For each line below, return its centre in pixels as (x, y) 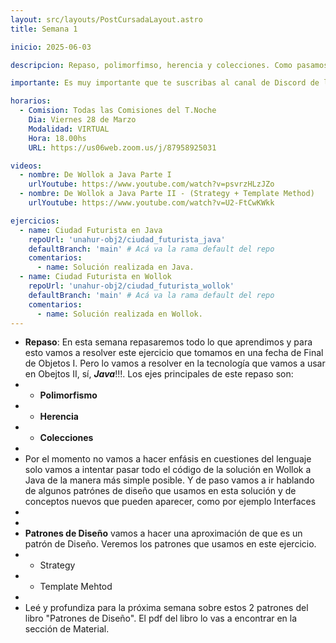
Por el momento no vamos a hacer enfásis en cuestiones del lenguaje (168, 459)
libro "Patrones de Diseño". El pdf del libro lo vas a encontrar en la (161, 618)
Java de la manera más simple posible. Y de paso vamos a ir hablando (169, 480)
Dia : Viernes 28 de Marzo (82, 120)
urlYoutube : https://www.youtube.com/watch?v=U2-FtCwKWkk (151, 203)
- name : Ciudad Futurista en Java (91, 230)
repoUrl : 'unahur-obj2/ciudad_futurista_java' (127, 239)
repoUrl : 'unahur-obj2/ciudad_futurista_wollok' (131, 286)
